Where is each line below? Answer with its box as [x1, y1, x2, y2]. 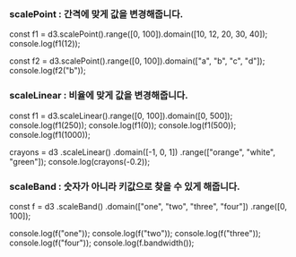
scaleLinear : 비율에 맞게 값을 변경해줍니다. [9, 90, 188, 102]
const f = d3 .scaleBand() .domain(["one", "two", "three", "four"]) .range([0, [9, 201, 288, 211]
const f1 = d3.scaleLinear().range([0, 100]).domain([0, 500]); [9, 110, 233, 121]
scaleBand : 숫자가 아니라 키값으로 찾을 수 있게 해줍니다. [9, 180, 240, 193]
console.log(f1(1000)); [9, 129, 91, 140]
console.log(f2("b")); [9, 65, 87, 76]
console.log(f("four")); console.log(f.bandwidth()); [9, 237, 195, 248]
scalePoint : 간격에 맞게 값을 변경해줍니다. [9, 7, 184, 20]
